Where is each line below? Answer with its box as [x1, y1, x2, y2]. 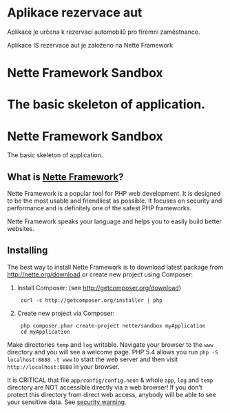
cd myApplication [20, 328, 70, 335]
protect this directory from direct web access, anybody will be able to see [7, 390, 217, 399]
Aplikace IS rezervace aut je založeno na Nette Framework [7, 41, 174, 49]
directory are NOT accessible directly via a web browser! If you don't [7, 383, 203, 391]
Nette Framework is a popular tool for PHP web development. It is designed [7, 190, 221, 198]
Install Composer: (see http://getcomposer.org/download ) [17, 283, 181, 292]
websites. [7, 225, 34, 233]
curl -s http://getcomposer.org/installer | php [20, 296, 163, 304]
